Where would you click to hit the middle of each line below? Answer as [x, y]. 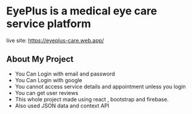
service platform [49, 24]
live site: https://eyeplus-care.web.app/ [55, 40]
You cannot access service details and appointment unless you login [100, 86]
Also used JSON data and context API [62, 106]
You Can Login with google [49, 80]
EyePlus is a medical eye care [82, 11]
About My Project [40, 59]
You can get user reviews [46, 93]
